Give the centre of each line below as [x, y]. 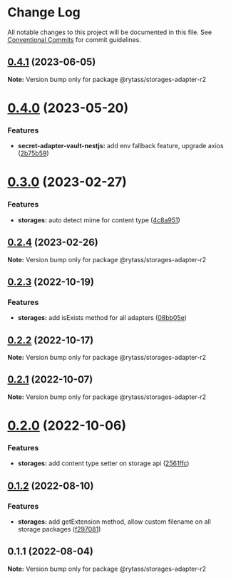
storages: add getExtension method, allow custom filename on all [114, 522]
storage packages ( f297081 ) [59, 529]
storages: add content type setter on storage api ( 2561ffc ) [103, 463]
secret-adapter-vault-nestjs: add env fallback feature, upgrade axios [120, 146]
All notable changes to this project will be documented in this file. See [110, 32]
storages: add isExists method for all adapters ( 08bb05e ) [102, 318]
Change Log [44, 12]
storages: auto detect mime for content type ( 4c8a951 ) [99, 220]
